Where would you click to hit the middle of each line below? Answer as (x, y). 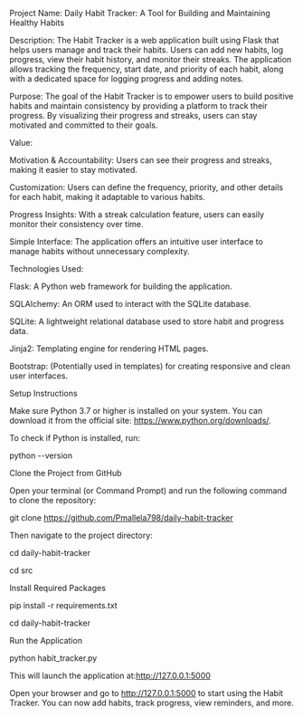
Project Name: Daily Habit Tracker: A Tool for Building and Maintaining (140, 13)
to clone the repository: (53, 500)
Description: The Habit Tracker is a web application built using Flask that (144, 40)
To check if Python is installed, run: (75, 438)
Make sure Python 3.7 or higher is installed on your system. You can (136, 411)
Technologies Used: (47, 269)
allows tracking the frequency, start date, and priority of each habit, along (147, 69)
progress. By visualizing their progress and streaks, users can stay (133, 115)
